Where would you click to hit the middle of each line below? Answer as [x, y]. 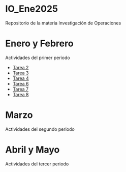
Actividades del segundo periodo [40, 129]
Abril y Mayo [33, 150]
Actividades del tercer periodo [37, 164]
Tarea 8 [21, 94]
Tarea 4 [21, 78]
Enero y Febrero [39, 44]
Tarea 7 [21, 89]
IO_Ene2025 [32, 9]
